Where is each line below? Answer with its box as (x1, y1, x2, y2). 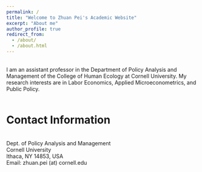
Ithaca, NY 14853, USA (6, 153, 64, 160)
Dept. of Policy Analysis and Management (6, 139, 111, 146)
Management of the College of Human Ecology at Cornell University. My (6, 72, 187, 80)
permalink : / (6, 9, 39, 15)
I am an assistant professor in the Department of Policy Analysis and (6, 66, 177, 73)
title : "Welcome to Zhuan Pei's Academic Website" (6, 15, 137, 21)
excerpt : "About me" (6, 20, 59, 26)
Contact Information (6, 113, 111, 127)
